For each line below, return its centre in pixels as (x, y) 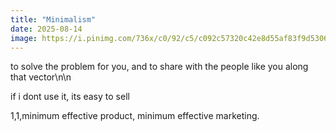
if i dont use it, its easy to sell (70, 97)
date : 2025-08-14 (46, 29)
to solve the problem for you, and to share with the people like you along (159, 67)
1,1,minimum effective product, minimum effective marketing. (135, 116)
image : (24, 38)
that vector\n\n (41, 77)
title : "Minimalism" (53, 19)
